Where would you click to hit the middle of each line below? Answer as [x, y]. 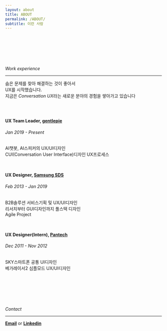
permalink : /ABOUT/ [25, 19]
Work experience [23, 69]
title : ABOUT [19, 14]
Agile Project [18, 214]
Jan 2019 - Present [25, 132]
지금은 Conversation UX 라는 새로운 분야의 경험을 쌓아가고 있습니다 [70, 96]
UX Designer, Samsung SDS [35, 175]
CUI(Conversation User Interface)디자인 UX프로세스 [57, 154]
